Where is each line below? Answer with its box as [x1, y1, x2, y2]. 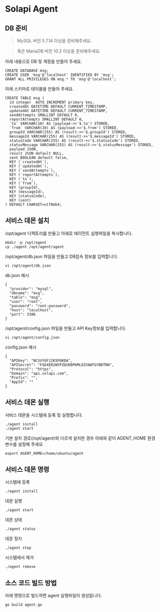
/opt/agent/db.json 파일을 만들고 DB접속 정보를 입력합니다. [5, 253, 118, 259]
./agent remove [5, 564, 36, 569]
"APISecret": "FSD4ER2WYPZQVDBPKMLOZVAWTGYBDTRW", [9, 362, 114, 367]
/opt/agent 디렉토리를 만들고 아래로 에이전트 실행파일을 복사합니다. [5, 230, 133, 236]
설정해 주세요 [18, 441, 43, 447]
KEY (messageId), [9, 189, 45, 194]
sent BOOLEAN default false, [9, 155, 69, 160]
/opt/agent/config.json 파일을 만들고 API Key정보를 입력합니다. [5, 325, 126, 331]
